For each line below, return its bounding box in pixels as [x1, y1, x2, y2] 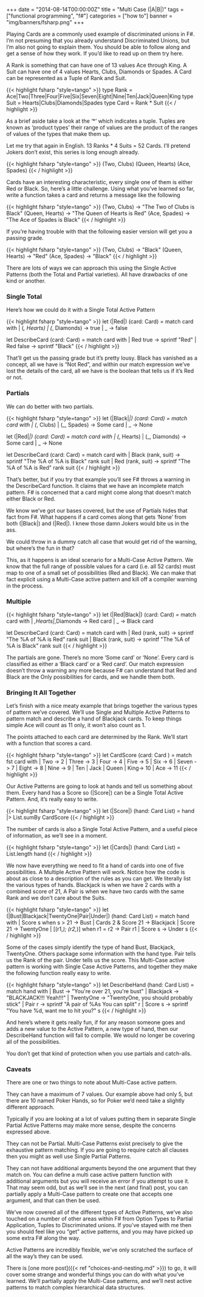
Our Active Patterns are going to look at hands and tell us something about [6, 782, 193, 790]
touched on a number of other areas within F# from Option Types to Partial [6, 1215, 193, 1222]
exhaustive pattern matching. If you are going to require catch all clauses [6, 1146, 189, 1154]
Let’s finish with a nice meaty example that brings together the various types [6, 702, 198, 710]
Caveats [6, 1065, 32, 1073]
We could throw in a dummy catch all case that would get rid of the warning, [6, 538, 197, 545]
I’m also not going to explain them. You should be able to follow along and [6, 43, 191, 50]
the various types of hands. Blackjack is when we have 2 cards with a [6, 881, 180, 889]
